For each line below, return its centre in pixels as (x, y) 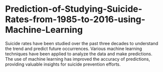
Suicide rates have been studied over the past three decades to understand (82, 43)
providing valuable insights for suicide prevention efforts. (63, 64)
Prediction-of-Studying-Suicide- (74, 9)
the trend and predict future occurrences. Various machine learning (74, 48)
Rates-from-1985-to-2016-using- (75, 19)
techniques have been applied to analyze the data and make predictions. (79, 54)
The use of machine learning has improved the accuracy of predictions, (78, 59)
